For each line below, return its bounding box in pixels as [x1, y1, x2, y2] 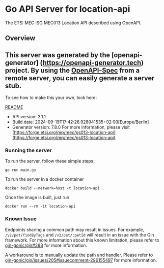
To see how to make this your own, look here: [5, 95, 97, 100]
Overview [5, 34, 36, 42]
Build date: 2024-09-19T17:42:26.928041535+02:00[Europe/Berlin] [12, 119, 149, 125]
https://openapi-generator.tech [42, 58, 141, 67]
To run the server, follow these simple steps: [5, 158, 95, 164]
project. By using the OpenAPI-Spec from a [5, 66, 140, 74]
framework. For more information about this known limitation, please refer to [5, 237, 160, 243]
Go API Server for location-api [5, 3, 130, 15]
